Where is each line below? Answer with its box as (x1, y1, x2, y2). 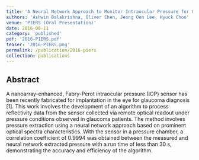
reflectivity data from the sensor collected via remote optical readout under (6, 109, 190, 116)
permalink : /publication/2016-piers (6, 47, 97, 53)
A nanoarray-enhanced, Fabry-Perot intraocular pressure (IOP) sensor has (6, 90, 188, 98)
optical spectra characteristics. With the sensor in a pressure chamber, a (6, 128, 184, 135)
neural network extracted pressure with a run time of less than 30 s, (6, 140, 172, 148)
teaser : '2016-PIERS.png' (6, 42, 70, 48)
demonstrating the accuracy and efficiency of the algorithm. (6, 147, 153, 154)
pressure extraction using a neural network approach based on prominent (6, 122, 187, 129)
